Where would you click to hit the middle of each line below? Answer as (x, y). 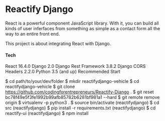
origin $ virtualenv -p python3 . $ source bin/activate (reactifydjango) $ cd (82, 103)
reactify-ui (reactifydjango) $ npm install (47, 113)
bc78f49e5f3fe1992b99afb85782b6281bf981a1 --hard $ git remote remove (82, 97)
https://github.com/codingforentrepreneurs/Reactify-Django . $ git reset (79, 92)
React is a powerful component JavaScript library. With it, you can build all (82, 23)
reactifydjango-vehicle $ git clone (40, 87)
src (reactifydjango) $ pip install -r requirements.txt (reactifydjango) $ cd (80, 108)
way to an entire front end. (33, 34)
